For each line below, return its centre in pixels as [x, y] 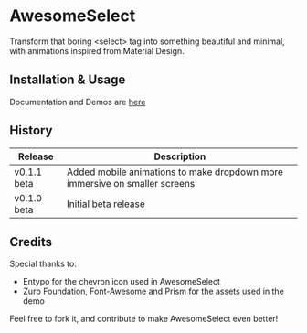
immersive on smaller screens [131, 183]
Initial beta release [106, 204]
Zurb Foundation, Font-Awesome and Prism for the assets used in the [153, 291]
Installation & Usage [68, 80]
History [31, 130]
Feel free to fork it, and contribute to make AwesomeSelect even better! [144, 319]
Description [180, 156]
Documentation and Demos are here [78, 102]
